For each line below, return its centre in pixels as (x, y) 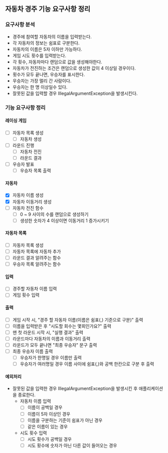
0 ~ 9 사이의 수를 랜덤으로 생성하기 (54, 214)
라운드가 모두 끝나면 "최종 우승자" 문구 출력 (55, 345)
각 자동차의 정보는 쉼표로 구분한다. (46, 43)
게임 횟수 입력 (26, 295)
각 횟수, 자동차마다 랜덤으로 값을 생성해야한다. (57, 61)
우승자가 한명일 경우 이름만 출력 (51, 358)
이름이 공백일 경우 (45, 408)
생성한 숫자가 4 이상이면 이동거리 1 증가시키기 (64, 220)
